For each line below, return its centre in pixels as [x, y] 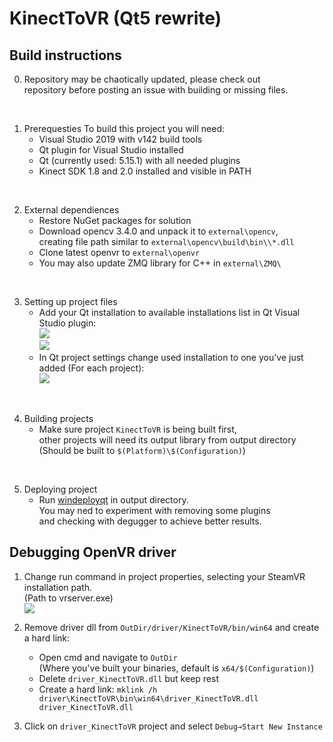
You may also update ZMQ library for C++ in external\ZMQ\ [160, 263]
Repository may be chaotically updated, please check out [142, 79]
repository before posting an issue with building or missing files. [156, 90]
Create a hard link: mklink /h [98, 689]
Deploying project [60, 489]
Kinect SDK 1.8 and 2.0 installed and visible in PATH [145, 171]
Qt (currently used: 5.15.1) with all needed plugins [139, 160]
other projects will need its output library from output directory [167, 440]
